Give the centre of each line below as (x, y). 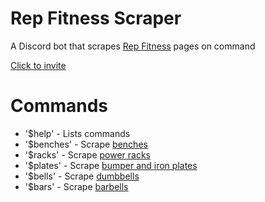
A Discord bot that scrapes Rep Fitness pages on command (133, 46)
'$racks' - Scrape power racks (87, 154)
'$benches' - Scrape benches (86, 144)
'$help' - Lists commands (77, 133)
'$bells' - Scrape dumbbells (82, 176)
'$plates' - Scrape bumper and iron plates (111, 165)
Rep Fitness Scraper (96, 18)
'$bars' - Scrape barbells (76, 186)
